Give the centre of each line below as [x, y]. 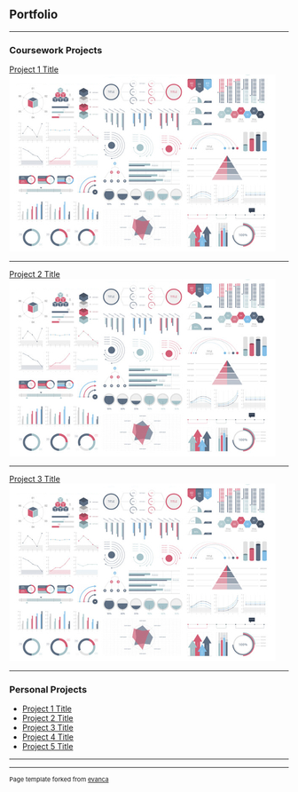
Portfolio [34, 15]
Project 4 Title [47, 737]
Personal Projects [48, 690]
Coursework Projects [56, 50]
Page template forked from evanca [59, 780]
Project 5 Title [47, 747]
